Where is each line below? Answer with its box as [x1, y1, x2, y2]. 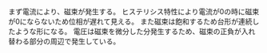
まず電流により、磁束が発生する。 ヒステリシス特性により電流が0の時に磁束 [8, 7, 260, 16]
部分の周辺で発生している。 [29, 36, 121, 46]
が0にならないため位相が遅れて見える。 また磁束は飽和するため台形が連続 [8, 17, 253, 26]
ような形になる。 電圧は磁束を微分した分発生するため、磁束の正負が [14, 27, 241, 36]
